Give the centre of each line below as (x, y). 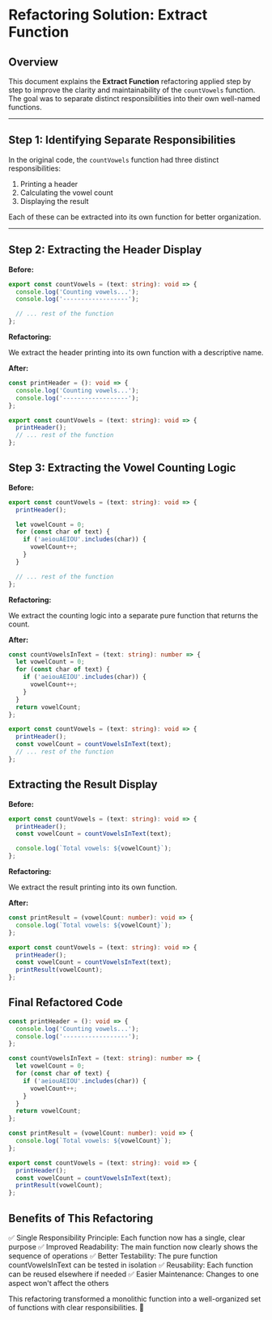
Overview (34, 62)
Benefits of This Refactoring (81, 1218)
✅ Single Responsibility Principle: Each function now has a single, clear (127, 1237)
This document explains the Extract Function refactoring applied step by (130, 81)
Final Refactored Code (66, 1002)
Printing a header (49, 184)
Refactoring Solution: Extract (108, 15)
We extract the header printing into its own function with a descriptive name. (136, 352)
